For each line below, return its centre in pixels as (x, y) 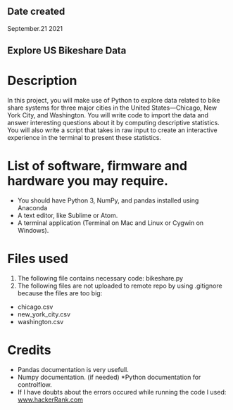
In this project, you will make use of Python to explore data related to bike (114, 101)
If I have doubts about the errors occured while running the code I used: (122, 392)
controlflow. (35, 384)
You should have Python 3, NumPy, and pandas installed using (108, 200)
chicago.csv (35, 307)
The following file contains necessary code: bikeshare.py (100, 278)
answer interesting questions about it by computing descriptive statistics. (113, 123)
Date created (36, 12)
